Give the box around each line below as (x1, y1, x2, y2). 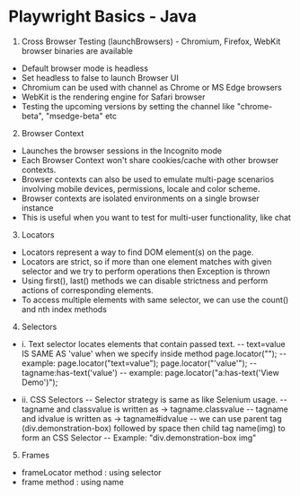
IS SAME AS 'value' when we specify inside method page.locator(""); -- (21, 348, 287, 359)
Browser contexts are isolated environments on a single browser (21, 193, 260, 204)
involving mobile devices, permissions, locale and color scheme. (21, 183, 260, 194)
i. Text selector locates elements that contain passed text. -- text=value (21, 338, 287, 349)
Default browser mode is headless (21, 63, 149, 74)
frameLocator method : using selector (21, 466, 163, 477)
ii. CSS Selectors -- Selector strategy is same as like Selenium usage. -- (21, 394, 288, 405)
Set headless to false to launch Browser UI (21, 72, 179, 83)
